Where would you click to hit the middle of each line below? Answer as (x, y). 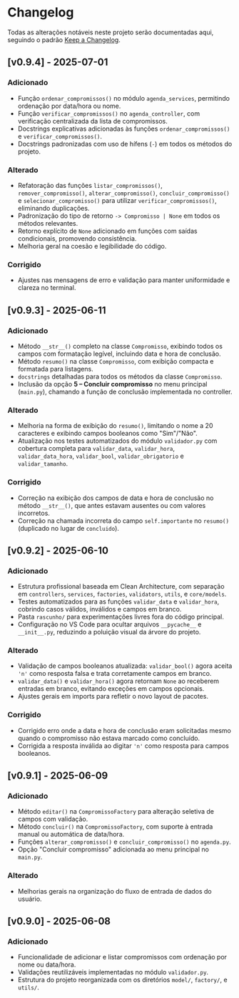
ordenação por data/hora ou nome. (69, 106)
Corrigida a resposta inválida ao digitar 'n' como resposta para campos (123, 745)
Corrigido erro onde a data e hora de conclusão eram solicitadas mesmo (124, 730)
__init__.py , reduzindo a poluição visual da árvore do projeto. (109, 632)
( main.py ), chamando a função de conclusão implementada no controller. (125, 391)
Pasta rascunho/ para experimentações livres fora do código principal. (121, 617)
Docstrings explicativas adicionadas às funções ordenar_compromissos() (124, 129)
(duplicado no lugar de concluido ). (68, 528)
